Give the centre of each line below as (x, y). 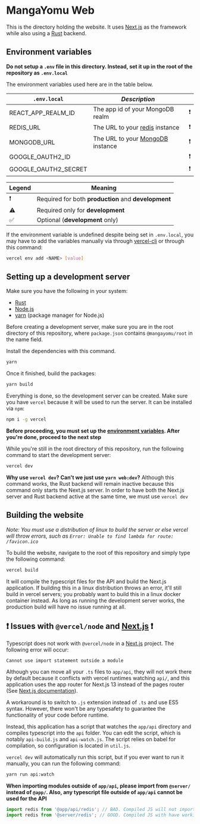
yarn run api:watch (30, 774)
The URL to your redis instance (136, 128)
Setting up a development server (68, 277)
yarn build (20, 385)
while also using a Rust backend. (46, 33)
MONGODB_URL (32, 142)
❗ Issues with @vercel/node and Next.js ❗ (80, 626)
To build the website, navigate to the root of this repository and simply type (98, 553)
